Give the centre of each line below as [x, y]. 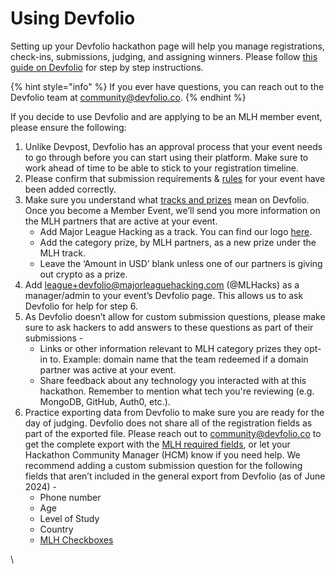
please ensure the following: [68, 127]
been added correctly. [70, 189]
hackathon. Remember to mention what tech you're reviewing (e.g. [177, 391]
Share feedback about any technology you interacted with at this [173, 380]
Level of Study [69, 518]
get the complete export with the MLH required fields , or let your [157, 444]
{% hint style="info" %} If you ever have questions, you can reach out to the [167, 86]
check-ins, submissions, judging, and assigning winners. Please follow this [164, 56]
